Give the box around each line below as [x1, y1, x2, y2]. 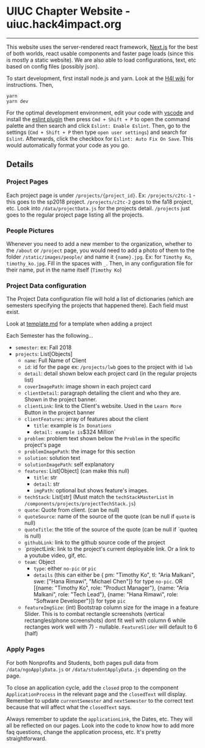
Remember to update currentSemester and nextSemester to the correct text [6, 697, 194, 704]
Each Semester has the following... [6, 332, 93, 339]
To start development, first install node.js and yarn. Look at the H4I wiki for [6, 75, 194, 82]
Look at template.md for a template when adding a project [6, 320, 153, 328]
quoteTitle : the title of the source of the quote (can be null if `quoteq [24, 526, 198, 533]
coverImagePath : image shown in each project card [24, 383, 151, 390]
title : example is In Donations [33, 422, 112, 429]
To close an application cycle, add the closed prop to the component [6, 684, 179, 691]
